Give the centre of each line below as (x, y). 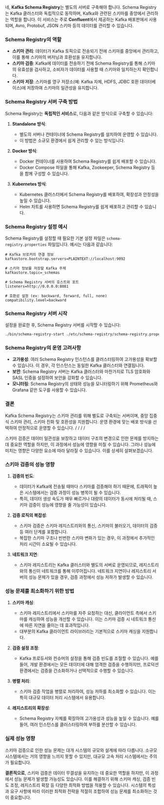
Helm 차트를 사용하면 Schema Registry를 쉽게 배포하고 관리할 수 (81, 206)
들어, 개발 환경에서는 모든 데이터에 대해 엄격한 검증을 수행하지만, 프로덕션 (89, 665)
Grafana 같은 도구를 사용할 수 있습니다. (49, 390)
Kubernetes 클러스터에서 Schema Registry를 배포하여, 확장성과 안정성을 (89, 194)
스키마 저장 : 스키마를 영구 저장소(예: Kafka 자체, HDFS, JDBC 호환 (75, 82)
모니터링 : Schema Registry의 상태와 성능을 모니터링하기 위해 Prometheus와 (85, 384)
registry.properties (26, 245)
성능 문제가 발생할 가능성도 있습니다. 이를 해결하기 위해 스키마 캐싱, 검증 (82, 779)
